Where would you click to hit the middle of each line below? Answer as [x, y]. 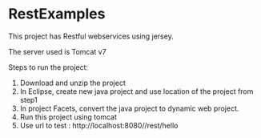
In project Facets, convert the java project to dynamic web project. [129, 108]
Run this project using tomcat [68, 116]
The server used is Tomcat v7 [57, 51]
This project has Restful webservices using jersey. [91, 36]
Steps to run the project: [48, 67]
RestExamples [57, 14]
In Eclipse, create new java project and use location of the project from [137, 91]
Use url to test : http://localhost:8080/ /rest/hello [99, 125]
